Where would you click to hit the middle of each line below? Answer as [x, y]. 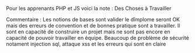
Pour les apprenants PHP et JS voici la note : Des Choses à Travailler [89, 8]
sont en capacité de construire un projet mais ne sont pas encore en [88, 32]
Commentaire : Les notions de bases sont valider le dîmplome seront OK [93, 19]
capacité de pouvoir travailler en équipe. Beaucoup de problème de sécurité [98, 38]
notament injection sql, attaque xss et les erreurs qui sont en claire [86, 44]
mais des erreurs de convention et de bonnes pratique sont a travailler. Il [93, 26]
